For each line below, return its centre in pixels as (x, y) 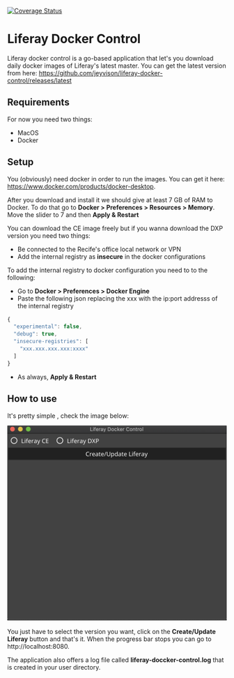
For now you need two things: (50, 119)
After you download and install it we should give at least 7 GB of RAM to (110, 199)
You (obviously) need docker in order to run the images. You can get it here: (116, 179)
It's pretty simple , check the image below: (68, 416)
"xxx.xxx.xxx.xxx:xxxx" (54, 349)
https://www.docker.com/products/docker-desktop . (81, 186)
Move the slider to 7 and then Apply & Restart (73, 214)
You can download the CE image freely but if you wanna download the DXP (115, 228)
